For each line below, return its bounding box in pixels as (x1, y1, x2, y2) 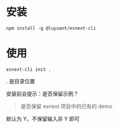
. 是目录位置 (6, 77, 35, 84)
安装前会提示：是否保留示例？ (6, 90, 78, 97)
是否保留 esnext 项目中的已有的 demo (20, 103, 113, 110)
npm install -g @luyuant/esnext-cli (6, 25, 96, 31)
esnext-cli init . (6, 66, 51, 73)
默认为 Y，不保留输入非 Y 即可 (6, 115, 80, 122)
